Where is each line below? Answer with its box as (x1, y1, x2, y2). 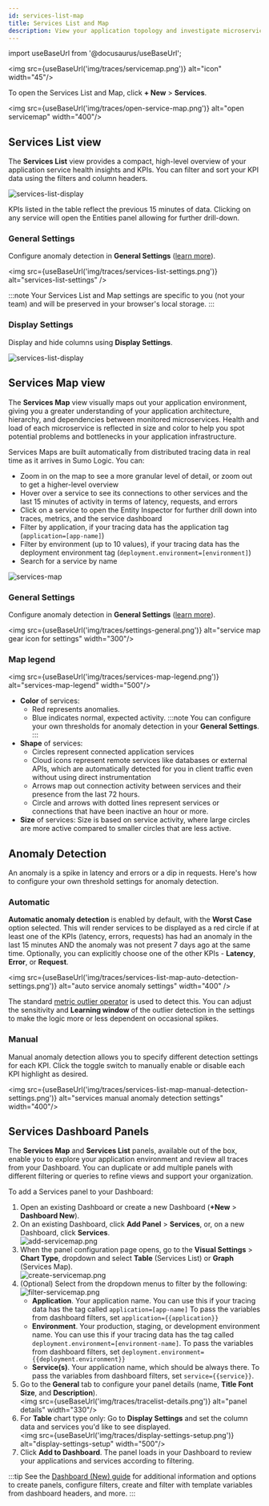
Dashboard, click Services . (19, 1228, 110, 1238)
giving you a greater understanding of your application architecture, (8, 406, 232, 416)
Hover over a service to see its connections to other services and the (19, 488, 248, 497)
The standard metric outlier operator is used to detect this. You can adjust (8, 997, 252, 1006)
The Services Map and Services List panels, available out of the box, (8, 1146, 238, 1155)
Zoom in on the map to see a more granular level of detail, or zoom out (19, 471, 253, 480)
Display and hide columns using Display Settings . (8, 337, 173, 347)
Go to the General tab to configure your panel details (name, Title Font (19, 1379, 254, 1389)
